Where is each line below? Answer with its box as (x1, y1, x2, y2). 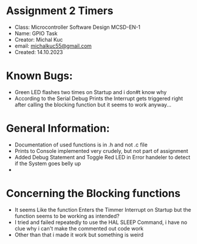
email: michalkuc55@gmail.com (14, 42, 92, 49)
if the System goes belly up (14, 160, 81, 167)
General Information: (6, 122, 110, 135)
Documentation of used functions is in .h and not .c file (14, 141, 148, 148)
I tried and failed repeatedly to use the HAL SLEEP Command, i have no (14, 219, 188, 226)
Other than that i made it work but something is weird (14, 231, 144, 238)
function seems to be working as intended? (14, 212, 120, 219)
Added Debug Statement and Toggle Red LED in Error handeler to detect (14, 153, 191, 161)
